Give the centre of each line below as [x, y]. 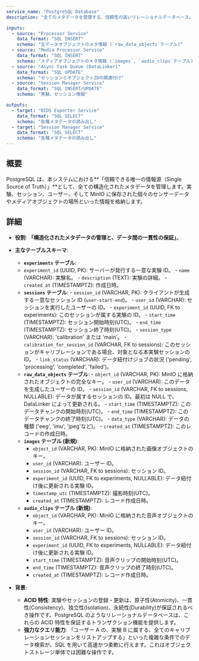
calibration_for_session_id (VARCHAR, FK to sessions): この [99, 344]
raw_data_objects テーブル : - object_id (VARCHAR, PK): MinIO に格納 [108, 374]
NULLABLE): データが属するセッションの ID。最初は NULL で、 [100, 396]
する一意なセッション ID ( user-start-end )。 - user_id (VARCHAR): [105, 300]
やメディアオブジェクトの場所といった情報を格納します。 [76, 201]
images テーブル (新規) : [51, 441]
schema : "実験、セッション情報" [52, 95]
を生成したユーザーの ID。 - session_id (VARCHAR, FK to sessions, [106, 389]
